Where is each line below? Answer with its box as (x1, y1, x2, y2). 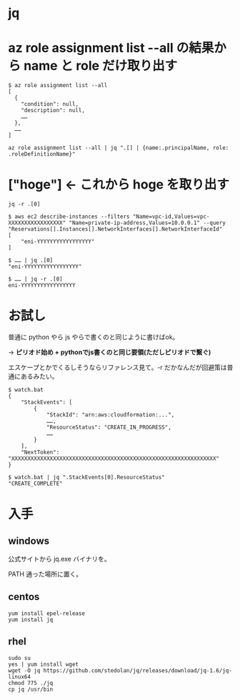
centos (8, 591, 40, 603)
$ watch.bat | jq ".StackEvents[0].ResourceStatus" (8, 474, 165, 481)
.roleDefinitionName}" (8, 151, 76, 158)
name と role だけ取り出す (23, 58, 178, 74)
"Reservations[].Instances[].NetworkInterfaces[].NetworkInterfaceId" (8, 226, 223, 233)
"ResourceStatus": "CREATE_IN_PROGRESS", (46, 424, 172, 431)
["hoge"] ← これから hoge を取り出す (8, 176, 229, 193)
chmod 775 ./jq (8, 679, 54, 686)
